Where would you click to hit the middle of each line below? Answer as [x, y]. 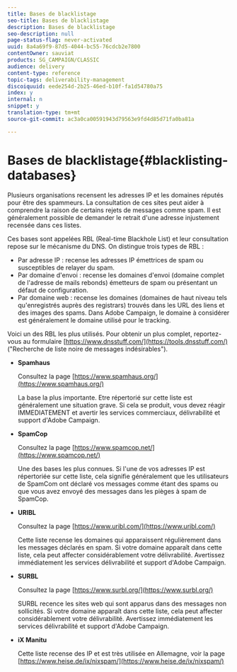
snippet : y [23, 106]
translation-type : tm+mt [44, 112]
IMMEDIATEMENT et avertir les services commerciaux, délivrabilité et [119, 412]
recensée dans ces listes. [45, 225]
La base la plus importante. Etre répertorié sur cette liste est [105, 398]
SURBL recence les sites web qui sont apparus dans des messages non [122, 603]
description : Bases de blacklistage [61, 27]
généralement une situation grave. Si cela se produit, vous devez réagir [121, 405]
